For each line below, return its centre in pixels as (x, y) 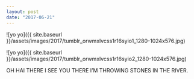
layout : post (23, 12)
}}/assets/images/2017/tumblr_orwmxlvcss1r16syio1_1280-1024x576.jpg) (96, 41)
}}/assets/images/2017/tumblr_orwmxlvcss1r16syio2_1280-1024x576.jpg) (96, 59)
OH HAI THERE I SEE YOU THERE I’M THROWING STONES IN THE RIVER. (97, 70)
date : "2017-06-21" (31, 17)
